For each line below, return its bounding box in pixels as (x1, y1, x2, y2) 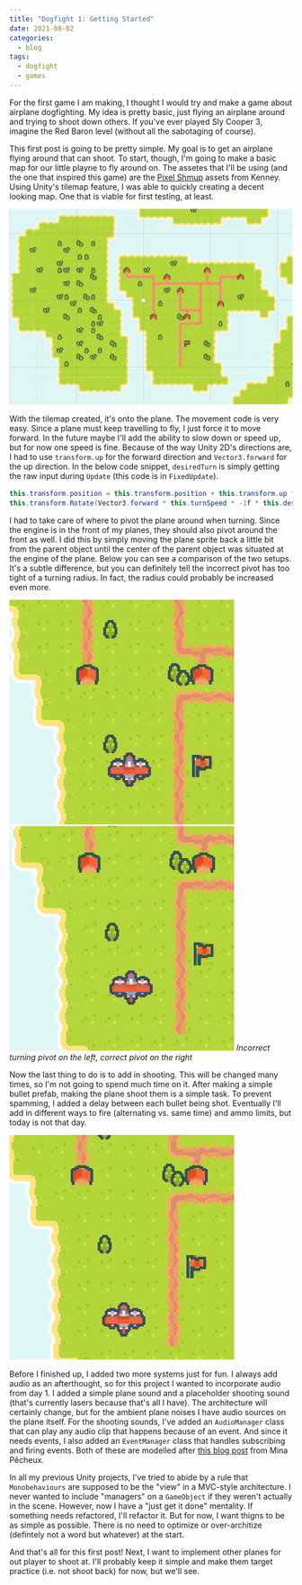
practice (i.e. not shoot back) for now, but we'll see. (9, 1566, 200, 1577)
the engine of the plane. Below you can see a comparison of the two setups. (9, 553, 292, 564)
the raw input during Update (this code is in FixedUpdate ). (9, 471, 218, 482)
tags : (9, 52, 30, 62)
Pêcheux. (9, 1455, 45, 1465)
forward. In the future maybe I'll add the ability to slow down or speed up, (9, 432, 281, 444)
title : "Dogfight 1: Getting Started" (9, 14, 155, 23)
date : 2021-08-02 (9, 23, 75, 33)
